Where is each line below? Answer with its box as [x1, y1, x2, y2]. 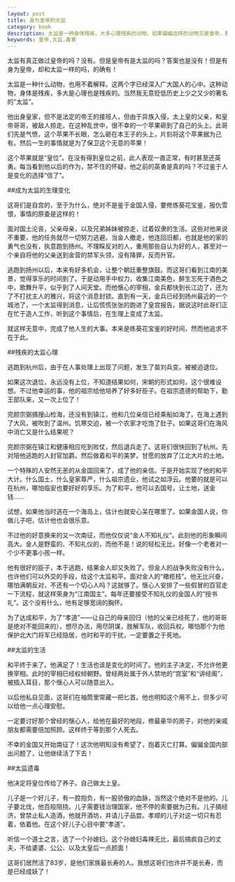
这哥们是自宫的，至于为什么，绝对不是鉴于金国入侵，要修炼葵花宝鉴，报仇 [7, 201, 222, 209]
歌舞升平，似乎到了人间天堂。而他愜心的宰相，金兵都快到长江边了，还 [19, 283, 222, 291]
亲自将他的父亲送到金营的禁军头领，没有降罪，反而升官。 [13, 251, 179, 259]
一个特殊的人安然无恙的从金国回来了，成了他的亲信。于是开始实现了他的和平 [7, 467, 228, 475]
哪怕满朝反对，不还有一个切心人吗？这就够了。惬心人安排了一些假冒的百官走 [7, 581, 228, 589]
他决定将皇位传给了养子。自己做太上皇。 [7, 779, 124, 787]
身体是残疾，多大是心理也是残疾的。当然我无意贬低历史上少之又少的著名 [19, 89, 228, 97]
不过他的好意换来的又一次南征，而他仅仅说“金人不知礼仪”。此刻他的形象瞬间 [7, 531, 227, 539]
